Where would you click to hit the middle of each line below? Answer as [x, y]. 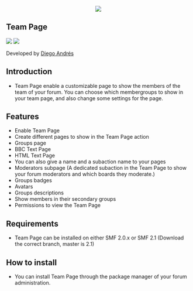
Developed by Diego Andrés [40, 53]
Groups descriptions [39, 193]
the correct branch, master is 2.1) [54, 244]
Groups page [30, 143]
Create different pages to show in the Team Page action [82, 137]
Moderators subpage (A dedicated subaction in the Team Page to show [101, 168]
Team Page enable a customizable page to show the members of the [97, 85]
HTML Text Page [35, 156]
